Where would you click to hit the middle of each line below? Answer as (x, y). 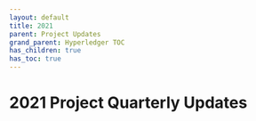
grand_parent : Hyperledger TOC (67, 42)
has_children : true (45, 51)
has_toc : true (36, 59)
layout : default (39, 17)
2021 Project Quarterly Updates (128, 103)
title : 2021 (31, 26)
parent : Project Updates (55, 34)
